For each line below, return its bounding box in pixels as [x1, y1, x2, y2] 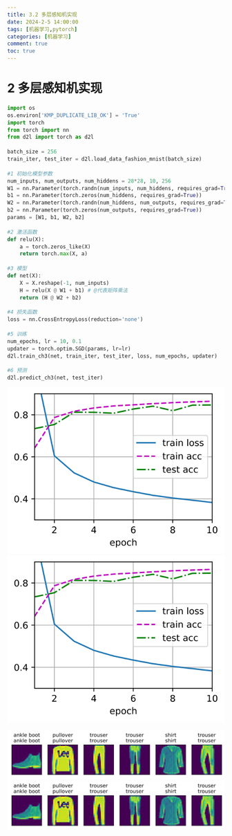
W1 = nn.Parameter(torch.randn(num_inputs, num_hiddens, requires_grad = [7, 185, 221, 192]
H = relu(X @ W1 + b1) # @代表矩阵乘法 [19, 287, 128, 294]
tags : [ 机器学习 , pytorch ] [7, 26, 78, 32]
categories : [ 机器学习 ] [7, 33, 71, 40]
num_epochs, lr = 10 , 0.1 [7, 337, 81, 345]
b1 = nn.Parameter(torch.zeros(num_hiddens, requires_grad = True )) [7, 192, 202, 199]
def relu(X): [7, 236, 45, 243]
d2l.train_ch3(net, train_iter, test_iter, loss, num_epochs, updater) [7, 353, 217, 360]
